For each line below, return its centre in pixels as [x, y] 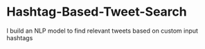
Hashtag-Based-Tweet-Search [97, 12]
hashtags [20, 37]
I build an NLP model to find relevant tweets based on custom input [102, 31]
